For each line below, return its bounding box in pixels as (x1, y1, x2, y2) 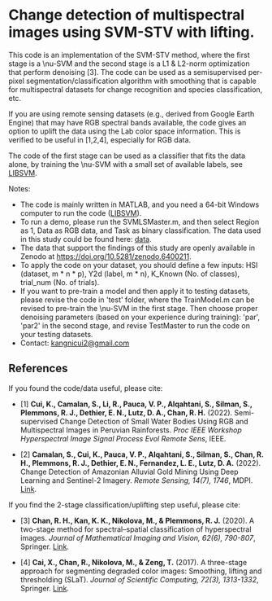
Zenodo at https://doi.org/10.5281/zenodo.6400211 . (19, 251, 192, 261)
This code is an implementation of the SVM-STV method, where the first (8, 50, 250, 59)
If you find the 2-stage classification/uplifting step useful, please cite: (8, 499, 241, 510)
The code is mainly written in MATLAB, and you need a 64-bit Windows (19, 200, 260, 209)
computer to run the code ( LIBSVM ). (19, 208, 142, 217)
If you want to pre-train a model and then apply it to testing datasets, (19, 286, 250, 296)
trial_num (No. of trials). (19, 277, 100, 287)
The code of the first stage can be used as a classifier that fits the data (8, 151, 246, 160)
